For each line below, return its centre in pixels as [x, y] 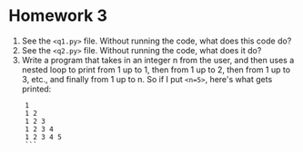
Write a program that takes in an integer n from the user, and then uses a [158, 60]
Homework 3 [58, 16]
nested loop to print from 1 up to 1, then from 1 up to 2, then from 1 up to [156, 70]
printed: [36, 89]
